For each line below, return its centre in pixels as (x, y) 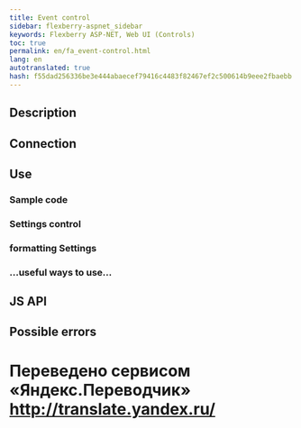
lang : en (26, 59)
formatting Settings (53, 248)
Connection (43, 144)
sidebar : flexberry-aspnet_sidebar (76, 26)
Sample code (39, 199)
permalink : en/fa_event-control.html (80, 51)
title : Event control (50, 18)
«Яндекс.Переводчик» (100, 390)
